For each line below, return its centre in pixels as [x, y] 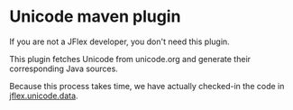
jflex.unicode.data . [44, 96]
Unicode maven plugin [95, 17]
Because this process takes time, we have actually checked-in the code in [147, 86]
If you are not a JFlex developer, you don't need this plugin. [119, 41]
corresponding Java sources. [64, 69]
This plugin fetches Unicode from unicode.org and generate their [130, 59]
